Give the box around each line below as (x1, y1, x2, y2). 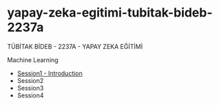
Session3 (17, 84, 44, 92)
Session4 (17, 91, 44, 99)
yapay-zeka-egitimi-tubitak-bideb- (7, 5, 213, 21)
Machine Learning (7, 55, 59, 64)
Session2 (17, 76, 44, 84)
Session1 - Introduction (17, 69, 83, 77)
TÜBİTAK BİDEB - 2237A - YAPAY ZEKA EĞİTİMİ (7, 42, 143, 50)
